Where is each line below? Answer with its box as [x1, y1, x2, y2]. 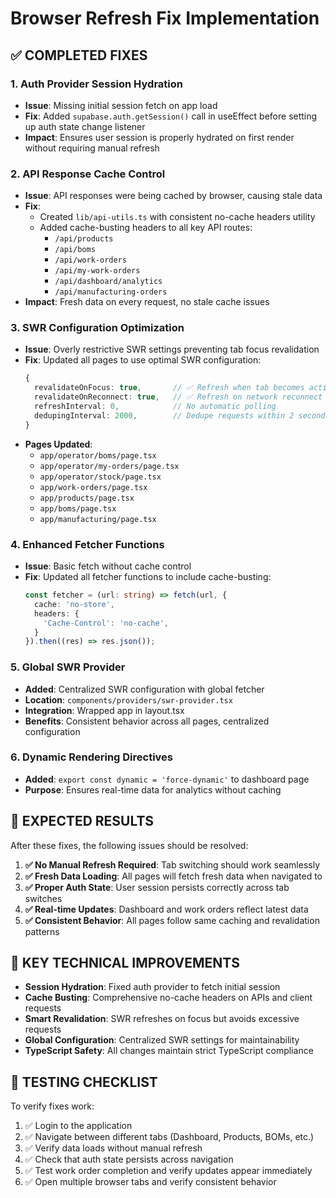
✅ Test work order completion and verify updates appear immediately [24, 1165, 313, 1177]
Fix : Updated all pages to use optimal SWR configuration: [24, 354, 262, 366]
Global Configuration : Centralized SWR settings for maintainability [24, 1034, 300, 1046]
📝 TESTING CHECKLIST [10, 1073, 158, 1091]
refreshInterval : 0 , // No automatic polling [34, 402, 277, 412]
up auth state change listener [24, 120, 146, 132]
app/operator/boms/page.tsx [39, 450, 157, 461]
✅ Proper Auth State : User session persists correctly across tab [24, 881, 290, 893]
